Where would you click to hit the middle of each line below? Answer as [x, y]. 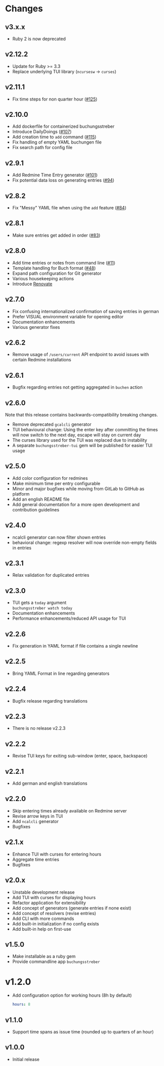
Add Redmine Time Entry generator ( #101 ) [55, 175]
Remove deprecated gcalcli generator [52, 424]
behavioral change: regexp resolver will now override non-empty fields [84, 542]
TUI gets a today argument [39, 603]
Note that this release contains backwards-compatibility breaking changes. [82, 414]
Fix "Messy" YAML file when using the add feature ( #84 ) [69, 208]
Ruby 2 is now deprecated [39, 39]
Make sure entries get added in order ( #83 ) [56, 235]
